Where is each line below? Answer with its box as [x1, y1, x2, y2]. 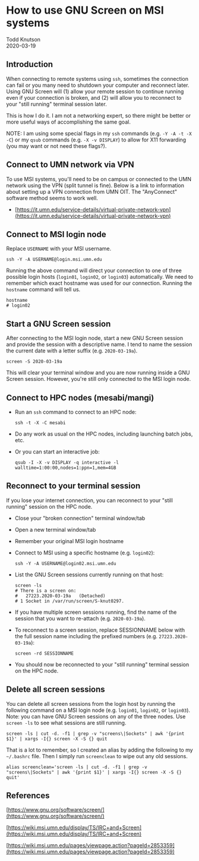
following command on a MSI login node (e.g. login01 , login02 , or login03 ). [6, 707, 191, 714]
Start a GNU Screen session [6, 318, 111, 329]
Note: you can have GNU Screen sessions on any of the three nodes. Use [6, 712, 186, 720]
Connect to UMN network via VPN [6, 160, 135, 170]
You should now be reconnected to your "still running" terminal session [14, 661, 189, 668]
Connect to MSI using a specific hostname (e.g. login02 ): [14, 549, 155, 556]
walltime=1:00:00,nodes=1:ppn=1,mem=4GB [14, 465, 116, 471]
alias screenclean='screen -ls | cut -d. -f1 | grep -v [6, 764, 147, 770]
